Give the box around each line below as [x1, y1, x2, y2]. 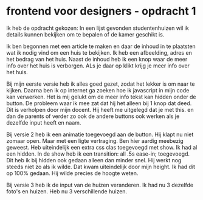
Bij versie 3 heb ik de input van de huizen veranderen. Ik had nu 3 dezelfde [6, 181, 193, 188]
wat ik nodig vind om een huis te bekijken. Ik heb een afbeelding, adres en [6, 49, 193, 56]
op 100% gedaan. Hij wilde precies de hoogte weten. [6, 169, 139, 177]
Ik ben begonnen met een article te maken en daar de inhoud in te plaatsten [6, 43, 196, 50]
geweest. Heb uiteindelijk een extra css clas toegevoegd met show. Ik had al [6, 143, 198, 151]
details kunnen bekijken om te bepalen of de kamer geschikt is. [6, 30, 165, 38]
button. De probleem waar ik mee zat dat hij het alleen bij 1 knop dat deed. [6, 99, 192, 107]
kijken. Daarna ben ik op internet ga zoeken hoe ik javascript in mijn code [6, 86, 190, 94]
